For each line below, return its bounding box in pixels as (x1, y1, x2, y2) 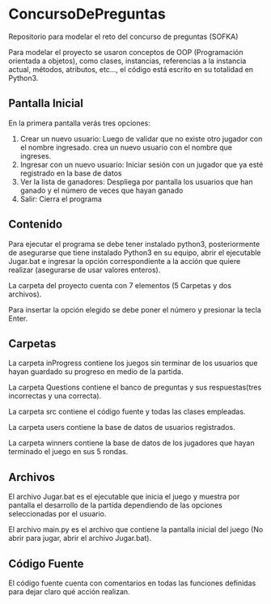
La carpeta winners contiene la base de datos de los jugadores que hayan (8, 438, 255, 448)
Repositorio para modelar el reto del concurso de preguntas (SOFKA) (8, 32, 239, 41)
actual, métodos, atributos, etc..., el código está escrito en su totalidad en (8, 64, 253, 74)
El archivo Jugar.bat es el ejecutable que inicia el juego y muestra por (8, 491, 240, 502)
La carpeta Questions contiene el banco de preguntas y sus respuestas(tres (8, 382, 262, 393)
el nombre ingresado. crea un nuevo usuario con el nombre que (19, 142, 233, 152)
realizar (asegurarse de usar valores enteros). (8, 265, 161, 274)
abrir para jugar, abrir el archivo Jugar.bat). (8, 534, 152, 543)
